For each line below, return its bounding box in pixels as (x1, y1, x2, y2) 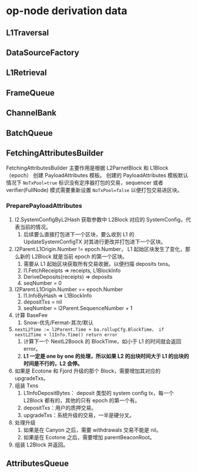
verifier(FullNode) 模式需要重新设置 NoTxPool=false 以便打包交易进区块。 (6, 187, 183, 194)
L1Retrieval (6, 68, 47, 78)
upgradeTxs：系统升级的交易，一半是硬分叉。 (23, 412, 135, 419)
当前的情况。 (19, 223, 51, 230)
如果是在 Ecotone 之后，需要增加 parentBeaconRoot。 (23, 433, 155, 441)
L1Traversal (6, 28, 49, 38)
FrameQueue (6, 87, 55, 98)
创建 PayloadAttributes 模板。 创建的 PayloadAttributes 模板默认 (33, 172, 189, 179)
